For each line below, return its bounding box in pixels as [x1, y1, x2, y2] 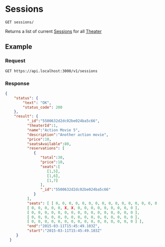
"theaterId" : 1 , [27, 123, 58, 128]
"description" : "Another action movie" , [27, 132, 109, 137]
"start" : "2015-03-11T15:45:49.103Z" [27, 228, 102, 233]
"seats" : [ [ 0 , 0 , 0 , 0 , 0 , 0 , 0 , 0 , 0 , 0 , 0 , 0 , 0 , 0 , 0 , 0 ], [27, 201, 164, 206]
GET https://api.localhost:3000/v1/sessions [5, 68, 98, 73]
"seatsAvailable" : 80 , [27, 141, 71, 146]
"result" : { [14, 114, 38, 119]
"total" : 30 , [40, 155, 65, 160]
